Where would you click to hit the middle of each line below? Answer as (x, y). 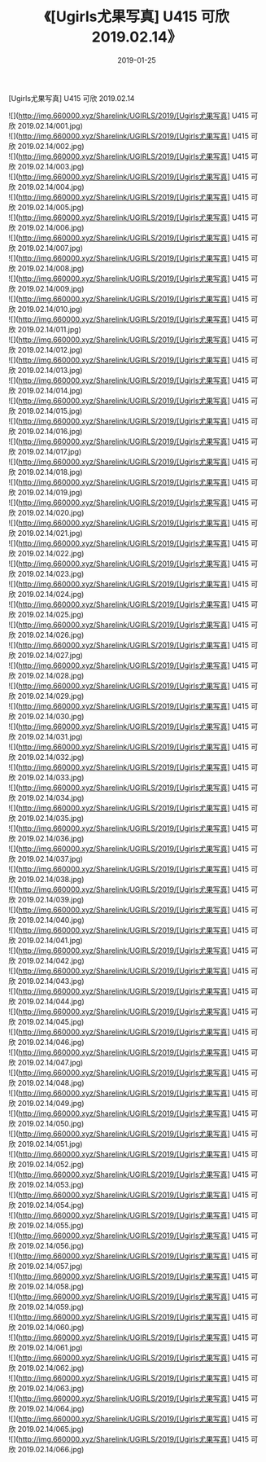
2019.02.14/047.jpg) (50, 1062)
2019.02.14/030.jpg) (51, 716)
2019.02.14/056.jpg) (51, 1245)
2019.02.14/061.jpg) (50, 1347)
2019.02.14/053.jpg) (51, 1184)
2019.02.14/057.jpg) (50, 1266)
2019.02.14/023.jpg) (51, 573)
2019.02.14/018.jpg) (50, 472)
